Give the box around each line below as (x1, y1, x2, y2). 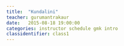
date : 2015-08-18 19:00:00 (6, 20, 80, 26)
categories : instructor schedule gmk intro (6, 25, 119, 32)
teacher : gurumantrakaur (6, 14, 69, 20)
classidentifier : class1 (6, 31, 69, 37)
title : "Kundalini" (6, 8, 59, 15)
